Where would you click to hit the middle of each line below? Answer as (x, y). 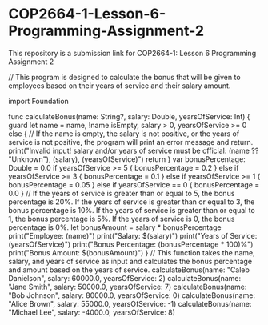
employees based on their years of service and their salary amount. (120, 86)
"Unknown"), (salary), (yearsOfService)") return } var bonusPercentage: (127, 159)
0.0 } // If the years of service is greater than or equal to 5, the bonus (122, 193)
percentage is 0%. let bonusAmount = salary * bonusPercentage (115, 227)
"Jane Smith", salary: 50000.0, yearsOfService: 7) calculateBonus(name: (128, 287)
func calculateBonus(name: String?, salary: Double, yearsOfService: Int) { (129, 116)
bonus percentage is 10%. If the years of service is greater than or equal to (132, 210)
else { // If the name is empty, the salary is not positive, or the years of (124, 134)
